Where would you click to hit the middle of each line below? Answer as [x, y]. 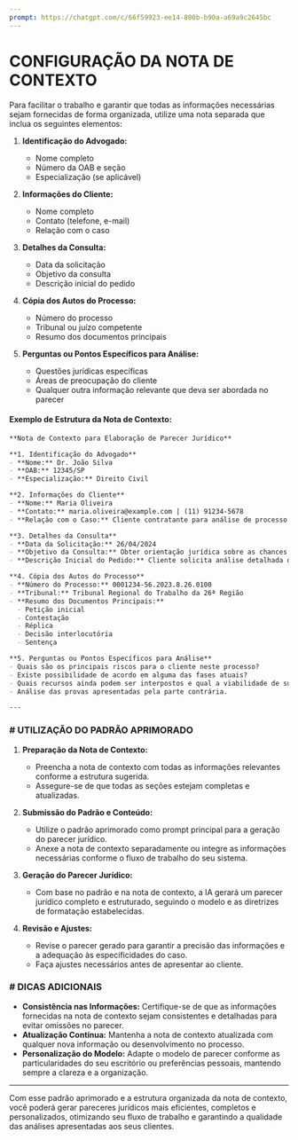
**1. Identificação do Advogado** [73, 454]
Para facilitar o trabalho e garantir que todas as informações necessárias [142, 105]
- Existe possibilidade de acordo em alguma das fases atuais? [129, 675]
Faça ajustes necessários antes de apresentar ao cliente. [139, 964]
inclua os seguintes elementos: [66, 123]
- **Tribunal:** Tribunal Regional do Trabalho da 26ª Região [126, 593]
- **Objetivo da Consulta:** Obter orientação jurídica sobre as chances [149, 552]
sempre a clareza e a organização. [85, 1072]
